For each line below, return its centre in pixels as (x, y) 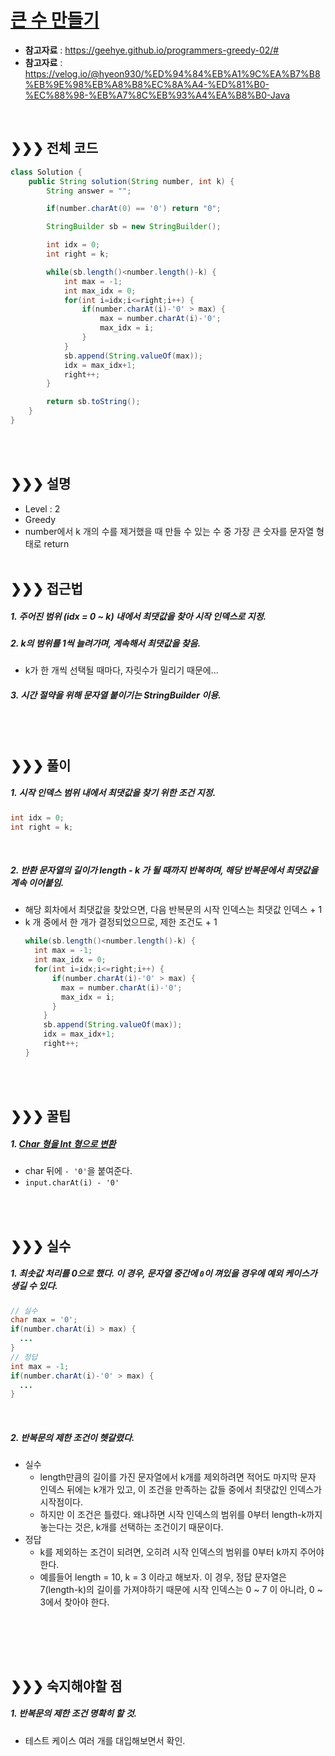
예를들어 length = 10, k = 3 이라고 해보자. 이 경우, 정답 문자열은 (163, 1577)
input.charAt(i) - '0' (72, 1183)
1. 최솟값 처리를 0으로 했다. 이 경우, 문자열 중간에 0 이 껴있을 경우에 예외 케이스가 (164, 1273)
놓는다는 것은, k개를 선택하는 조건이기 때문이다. (131, 1527)
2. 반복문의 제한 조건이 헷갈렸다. (72, 1437)
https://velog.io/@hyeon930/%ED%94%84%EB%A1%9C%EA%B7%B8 (172, 73)
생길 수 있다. (34, 1286)
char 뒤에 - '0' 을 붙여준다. (78, 1171)
